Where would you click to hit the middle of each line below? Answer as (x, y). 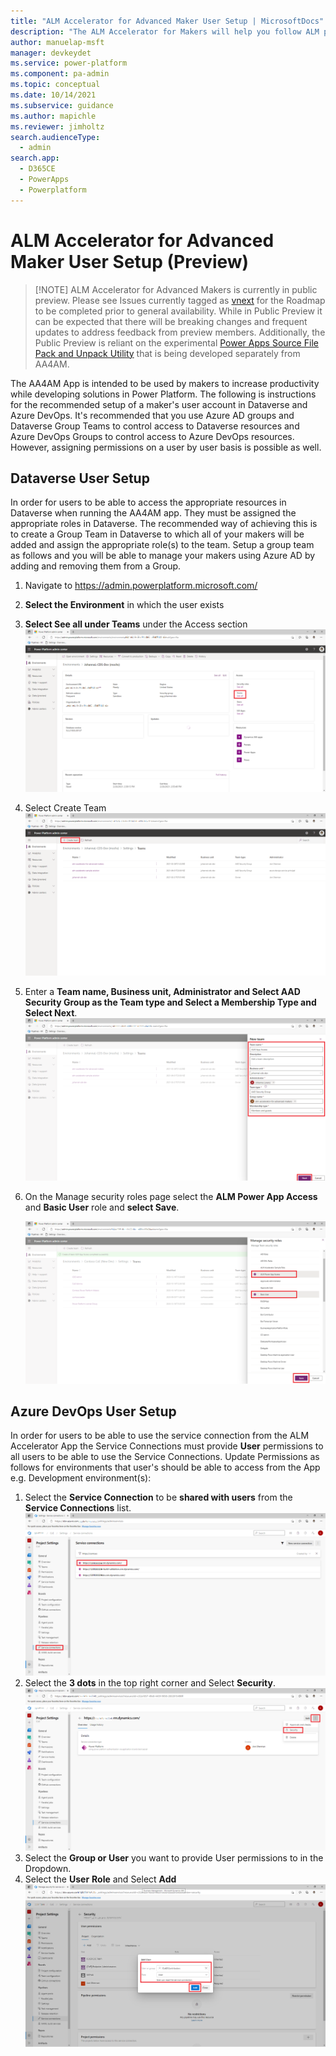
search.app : (35, 158)
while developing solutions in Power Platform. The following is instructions (163, 394)
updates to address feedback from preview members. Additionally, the (180, 332)
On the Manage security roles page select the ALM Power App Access (171, 1196)
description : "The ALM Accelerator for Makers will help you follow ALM (165, 31)
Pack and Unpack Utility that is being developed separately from (167, 353)
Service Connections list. (78, 1508)
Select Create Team (65, 808)
